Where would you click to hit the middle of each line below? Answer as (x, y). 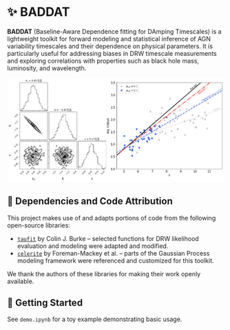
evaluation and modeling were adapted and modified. (93, 246)
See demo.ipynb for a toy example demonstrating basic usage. (95, 319)
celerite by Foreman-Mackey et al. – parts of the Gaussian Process (113, 253)
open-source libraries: (39, 225)
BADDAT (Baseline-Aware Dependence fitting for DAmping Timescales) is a (114, 31)
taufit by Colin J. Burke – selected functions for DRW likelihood (108, 238)
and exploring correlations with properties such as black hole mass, (103, 61)
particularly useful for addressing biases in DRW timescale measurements (112, 53)
